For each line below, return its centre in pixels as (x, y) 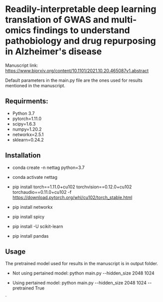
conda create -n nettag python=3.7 (48, 167)
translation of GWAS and (57, 20)
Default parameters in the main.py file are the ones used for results (74, 80)
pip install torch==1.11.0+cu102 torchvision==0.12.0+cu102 (72, 187)
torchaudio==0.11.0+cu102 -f (42, 192)
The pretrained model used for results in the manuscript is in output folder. (82, 264)
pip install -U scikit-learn (38, 226)
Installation (23, 155)
